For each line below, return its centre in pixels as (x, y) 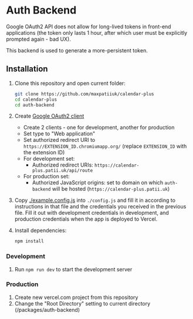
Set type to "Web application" (59, 134)
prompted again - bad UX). (39, 39)
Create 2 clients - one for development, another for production (99, 128)
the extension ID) (44, 152)
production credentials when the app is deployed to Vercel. (86, 219)
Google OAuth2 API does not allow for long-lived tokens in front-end (89, 26)
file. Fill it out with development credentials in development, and (92, 213)
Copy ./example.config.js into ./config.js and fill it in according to (95, 200)
